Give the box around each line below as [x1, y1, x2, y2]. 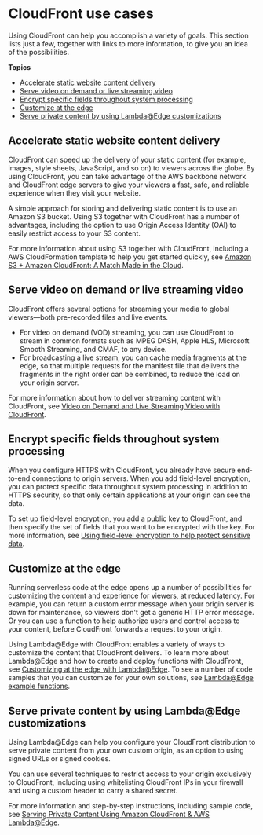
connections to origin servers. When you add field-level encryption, [31, 474, 250, 483]
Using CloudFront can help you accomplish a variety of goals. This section [8, 31, 249, 40]
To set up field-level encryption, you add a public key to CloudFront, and [8, 514, 243, 523]
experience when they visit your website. [8, 188, 141, 197]
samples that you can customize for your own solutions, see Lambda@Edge [8, 673, 254, 683]
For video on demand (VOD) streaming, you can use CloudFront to [19, 328, 234, 337]
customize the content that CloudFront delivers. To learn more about [8, 648, 229, 657]
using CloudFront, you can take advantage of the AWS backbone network [8, 171, 247, 181]
